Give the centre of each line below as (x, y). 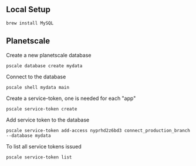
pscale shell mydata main (38, 87)
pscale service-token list (39, 157)
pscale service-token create (42, 109)
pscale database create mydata (44, 66)
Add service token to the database (48, 120)
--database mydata (28, 136)
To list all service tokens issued (44, 146)
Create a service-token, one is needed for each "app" (71, 98)
